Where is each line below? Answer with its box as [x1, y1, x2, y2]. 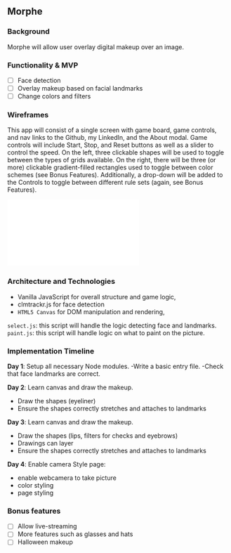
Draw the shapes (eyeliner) [17, 397, 96, 405]
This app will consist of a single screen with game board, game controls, [7, 126, 217, 134]
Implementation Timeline [7, 346, 95, 356]
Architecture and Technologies [7, 277, 116, 287]
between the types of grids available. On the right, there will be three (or [7, 156, 216, 164]
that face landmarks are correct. [7, 370, 100, 378]
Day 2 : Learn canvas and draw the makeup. [7, 383, 133, 392]
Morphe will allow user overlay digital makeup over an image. [7, 42, 185, 51]
